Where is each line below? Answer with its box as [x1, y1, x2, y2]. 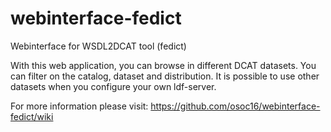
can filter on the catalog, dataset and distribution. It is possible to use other [10, 70, 320, 82]
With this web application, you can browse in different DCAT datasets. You [10, 59, 317, 71]
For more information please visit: [10, 100, 149, 112]
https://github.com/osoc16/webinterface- [150, 100, 321, 112]
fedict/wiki [10, 110, 54, 122]
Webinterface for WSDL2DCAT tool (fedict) [10, 40, 187, 52]
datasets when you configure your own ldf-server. [10, 80, 217, 92]
